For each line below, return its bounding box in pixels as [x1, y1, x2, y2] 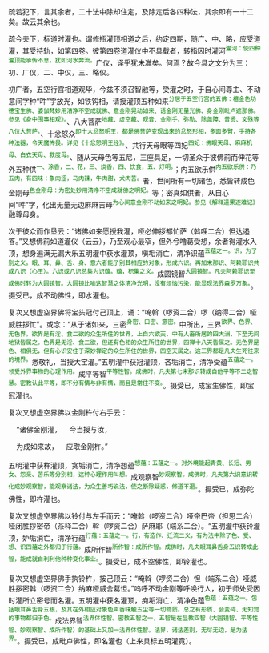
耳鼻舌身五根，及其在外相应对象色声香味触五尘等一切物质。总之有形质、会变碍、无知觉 [19, 606, 260, 614]
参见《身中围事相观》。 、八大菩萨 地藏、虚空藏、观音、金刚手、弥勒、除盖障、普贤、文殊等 [8, 115, 260, 126]
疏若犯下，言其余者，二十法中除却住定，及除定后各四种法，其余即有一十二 [8, 7, 254, 16]
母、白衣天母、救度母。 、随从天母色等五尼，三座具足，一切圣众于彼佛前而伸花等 [8, 150, 259, 162]
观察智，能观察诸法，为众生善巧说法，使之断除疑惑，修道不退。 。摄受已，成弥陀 [25, 483, 255, 494]
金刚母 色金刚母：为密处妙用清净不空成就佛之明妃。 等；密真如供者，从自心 [8, 186, 230, 198]
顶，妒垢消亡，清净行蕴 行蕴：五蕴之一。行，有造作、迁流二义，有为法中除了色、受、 [8, 531, 255, 543]
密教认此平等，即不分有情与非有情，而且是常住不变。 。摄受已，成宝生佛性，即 [19, 379, 247, 390]
